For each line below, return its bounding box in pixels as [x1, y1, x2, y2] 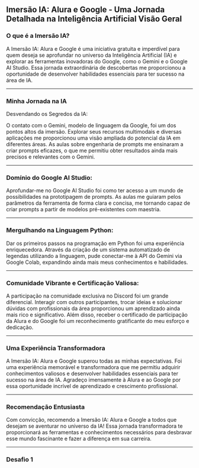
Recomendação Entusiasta [6, 403, 85, 411]
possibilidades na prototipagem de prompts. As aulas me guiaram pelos [6, 193, 181, 201]
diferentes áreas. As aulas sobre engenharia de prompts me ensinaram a [6, 140, 184, 147]
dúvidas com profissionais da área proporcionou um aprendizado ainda [6, 305, 181, 312]
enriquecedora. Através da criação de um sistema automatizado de [6, 246, 171, 253]
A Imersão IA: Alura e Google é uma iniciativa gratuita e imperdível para [6, 45, 180, 52]
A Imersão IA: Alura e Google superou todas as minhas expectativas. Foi [6, 357, 182, 364]
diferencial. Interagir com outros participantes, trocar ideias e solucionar [6, 298, 182, 305]
